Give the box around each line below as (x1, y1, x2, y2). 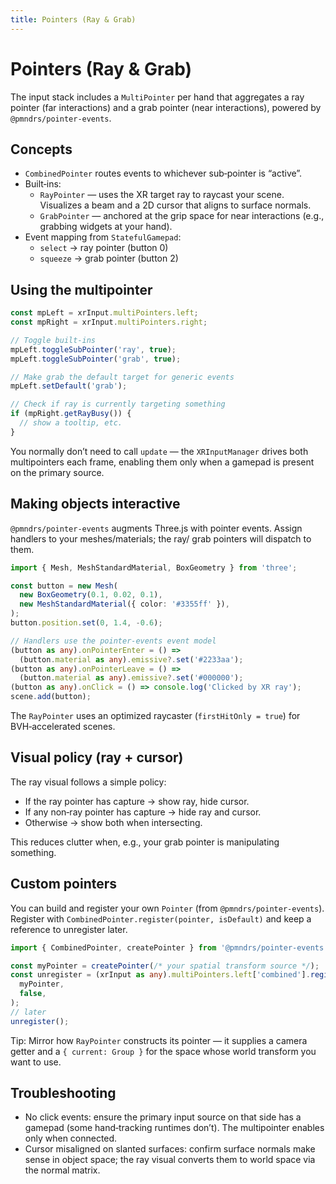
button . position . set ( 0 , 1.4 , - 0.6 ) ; (10, 618, 163, 628)
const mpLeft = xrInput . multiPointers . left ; (10, 308, 199, 318)
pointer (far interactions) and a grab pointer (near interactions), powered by (10, 101, 322, 113)
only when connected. (24, 1132, 118, 1145)
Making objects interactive (10, 496, 181, 513)
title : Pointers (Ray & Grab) (10, 14, 137, 25)
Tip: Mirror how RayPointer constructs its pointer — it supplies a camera (10, 1034, 308, 1046)
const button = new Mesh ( (10, 581, 118, 591)
